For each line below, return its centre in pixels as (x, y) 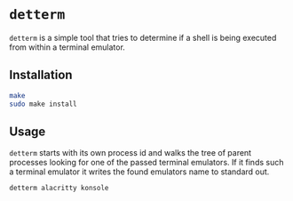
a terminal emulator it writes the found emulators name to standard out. (139, 172)
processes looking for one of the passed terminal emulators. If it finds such (146, 163)
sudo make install (43, 104)
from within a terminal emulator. (67, 47)
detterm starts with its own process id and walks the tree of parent (130, 153)
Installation (41, 75)
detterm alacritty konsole (59, 189)
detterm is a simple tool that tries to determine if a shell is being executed (143, 37)
